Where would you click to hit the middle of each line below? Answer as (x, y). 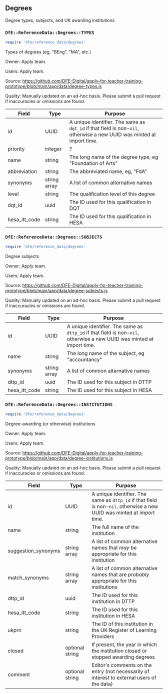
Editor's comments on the (122, 665)
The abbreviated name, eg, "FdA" (108, 171)
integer (53, 148)
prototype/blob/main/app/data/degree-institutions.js (59, 458)
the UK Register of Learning (124, 630)
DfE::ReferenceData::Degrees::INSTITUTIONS (59, 405)
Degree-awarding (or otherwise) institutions (50, 424)
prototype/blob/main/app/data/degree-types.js (53, 86)
